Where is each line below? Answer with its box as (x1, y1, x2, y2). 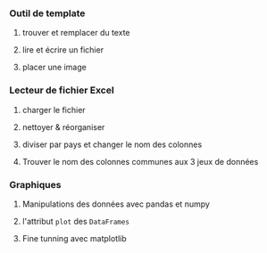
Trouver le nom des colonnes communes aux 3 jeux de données (21, 156, 259, 167)
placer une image (21, 61, 87, 73)
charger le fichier (21, 104, 87, 115)
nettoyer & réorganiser (21, 121, 105, 132)
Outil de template (9, 7, 86, 20)
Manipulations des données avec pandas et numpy (21, 199, 210, 209)
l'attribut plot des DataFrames (21, 216, 129, 226)
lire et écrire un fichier (21, 45, 104, 55)
